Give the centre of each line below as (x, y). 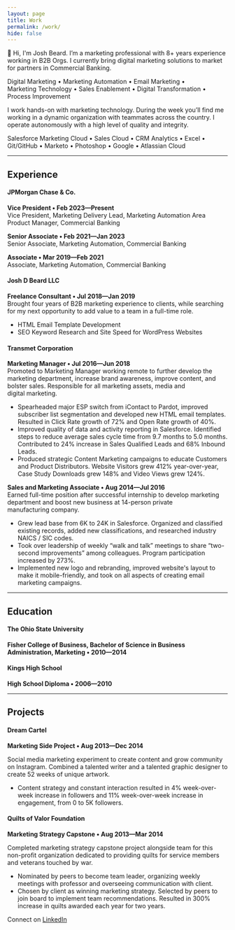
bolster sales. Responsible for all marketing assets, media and (96, 386)
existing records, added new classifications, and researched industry (117, 531)
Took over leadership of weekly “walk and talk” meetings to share (112, 546)
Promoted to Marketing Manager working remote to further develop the (110, 371)
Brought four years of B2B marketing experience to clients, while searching (115, 304)
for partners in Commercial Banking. (59, 68)
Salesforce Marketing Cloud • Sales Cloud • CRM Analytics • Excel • (106, 139)
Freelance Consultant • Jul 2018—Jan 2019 (71, 296)
